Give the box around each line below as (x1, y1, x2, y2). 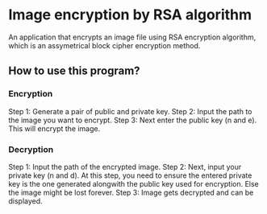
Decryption (8, 143, 54, 154)
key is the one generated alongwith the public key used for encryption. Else (8, 179, 260, 188)
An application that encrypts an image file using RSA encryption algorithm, (8, 32, 257, 42)
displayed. (8, 195, 43, 206)
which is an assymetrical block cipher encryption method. (8, 40, 201, 50)
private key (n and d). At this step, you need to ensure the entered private (8, 171, 252, 180)
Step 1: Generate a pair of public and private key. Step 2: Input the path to (8, 106, 252, 116)
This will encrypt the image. (8, 123, 101, 134)
